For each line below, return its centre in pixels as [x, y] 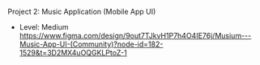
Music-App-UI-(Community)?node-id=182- [91, 44]
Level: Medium [44, 27]
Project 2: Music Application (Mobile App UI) [82, 12]
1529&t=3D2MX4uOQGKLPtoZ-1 [73, 53]
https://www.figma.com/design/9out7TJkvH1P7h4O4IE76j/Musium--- [135, 36]
